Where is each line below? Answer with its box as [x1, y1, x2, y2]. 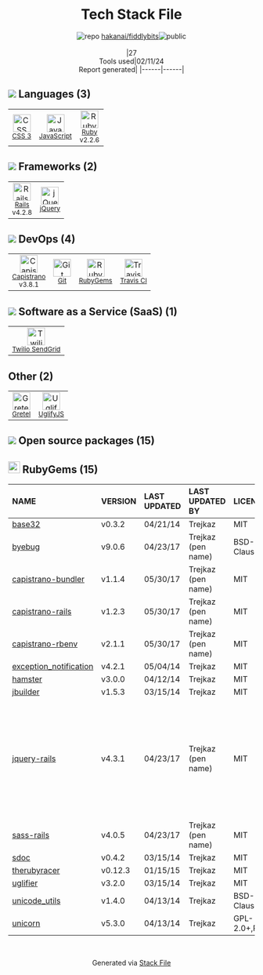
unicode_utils [12, 896, 61, 907]
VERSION [101, 496, 137, 507]
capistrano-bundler [12, 574, 85, 585]
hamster [12, 674, 43, 685]
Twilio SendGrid [12, 345, 61, 354]
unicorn [12, 918, 41, 929]
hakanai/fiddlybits [101, 31, 159, 41]
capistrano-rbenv [12, 638, 78, 649]
